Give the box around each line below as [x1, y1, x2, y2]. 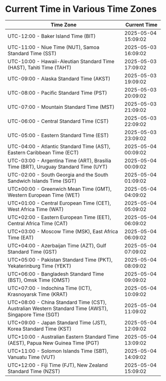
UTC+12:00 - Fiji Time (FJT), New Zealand [7, 361, 108, 368]
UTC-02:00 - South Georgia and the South [7, 171, 109, 178]
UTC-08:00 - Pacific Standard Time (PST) [7, 89, 107, 96]
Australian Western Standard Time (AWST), [7, 305, 108, 312]
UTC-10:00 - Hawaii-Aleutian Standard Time [7, 58, 115, 65]
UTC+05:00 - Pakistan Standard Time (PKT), [7, 256, 113, 263]
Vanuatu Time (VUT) [7, 353, 55, 360]
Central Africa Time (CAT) [7, 220, 68, 227]
